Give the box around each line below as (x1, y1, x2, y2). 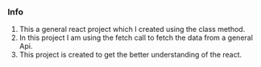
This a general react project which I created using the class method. (19, 25, 246, 34)
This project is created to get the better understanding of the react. (19, 50, 242, 60)
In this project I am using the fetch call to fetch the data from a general (19, 33, 253, 42)
